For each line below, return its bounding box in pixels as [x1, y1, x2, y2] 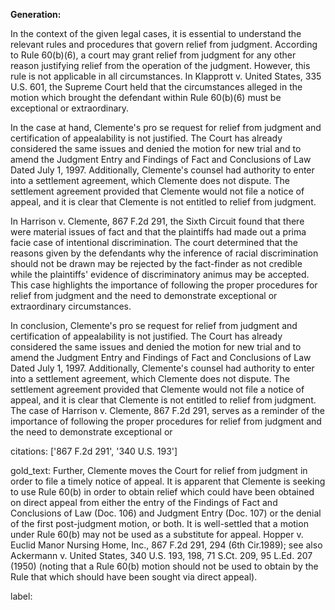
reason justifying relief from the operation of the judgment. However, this [10, 60, 311, 71]
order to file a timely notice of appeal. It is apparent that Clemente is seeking [10, 475, 326, 487]
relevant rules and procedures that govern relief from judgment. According [10, 39, 318, 50]
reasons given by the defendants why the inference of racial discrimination [10, 247, 319, 259]
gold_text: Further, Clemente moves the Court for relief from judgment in [10, 465, 308, 476]
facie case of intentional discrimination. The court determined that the [10, 237, 298, 248]
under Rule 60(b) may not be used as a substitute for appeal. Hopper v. [10, 529, 304, 540]
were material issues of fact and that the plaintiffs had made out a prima [10, 226, 307, 238]
